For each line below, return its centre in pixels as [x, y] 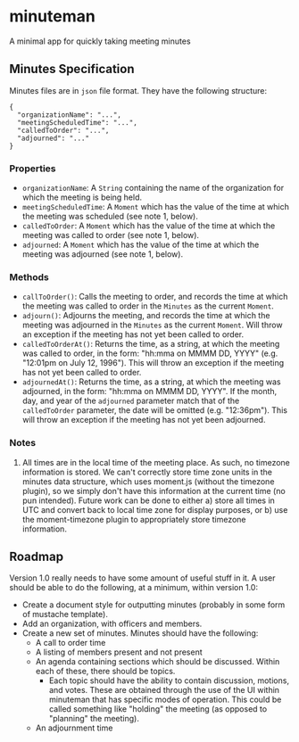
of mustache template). [65, 614]
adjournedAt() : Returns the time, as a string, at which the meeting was [151, 382]
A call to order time [71, 643]
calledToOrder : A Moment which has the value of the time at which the [149, 226]
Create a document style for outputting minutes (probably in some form [154, 605]
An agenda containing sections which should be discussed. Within [158, 662]
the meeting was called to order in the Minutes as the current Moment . [148, 306]
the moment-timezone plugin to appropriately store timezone [134, 519]
